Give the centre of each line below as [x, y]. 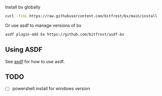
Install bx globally [23, 7]
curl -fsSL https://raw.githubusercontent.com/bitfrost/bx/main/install [81, 16]
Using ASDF [24, 50]
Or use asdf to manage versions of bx [43, 25]
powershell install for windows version [51, 89]
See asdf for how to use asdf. [35, 61]
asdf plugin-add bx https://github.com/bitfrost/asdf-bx [65, 34]
